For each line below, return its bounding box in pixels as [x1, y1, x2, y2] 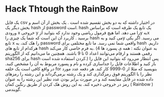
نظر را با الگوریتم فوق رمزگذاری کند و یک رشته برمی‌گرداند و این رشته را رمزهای [5, 71, 152, 77]
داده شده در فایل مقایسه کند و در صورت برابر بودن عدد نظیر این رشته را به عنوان [5, 76, 154, 82]
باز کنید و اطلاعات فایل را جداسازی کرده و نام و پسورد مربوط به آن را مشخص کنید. [5, 61, 157, 66]
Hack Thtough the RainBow [5, 3, 118, 15]
